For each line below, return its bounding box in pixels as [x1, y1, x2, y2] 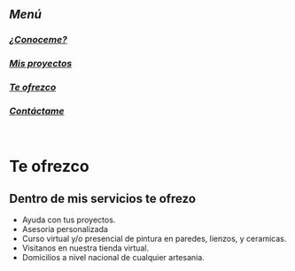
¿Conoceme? [9, 34, 68, 46]
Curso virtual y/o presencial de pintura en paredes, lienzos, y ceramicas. [21, 234, 287, 244]
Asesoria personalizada [21, 224, 109, 235]
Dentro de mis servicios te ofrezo [9, 191, 197, 206]
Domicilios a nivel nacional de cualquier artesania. [21, 252, 206, 263]
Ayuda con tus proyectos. [21, 214, 116, 225]
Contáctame [9, 105, 65, 118]
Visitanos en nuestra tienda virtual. [21, 243, 149, 253]
